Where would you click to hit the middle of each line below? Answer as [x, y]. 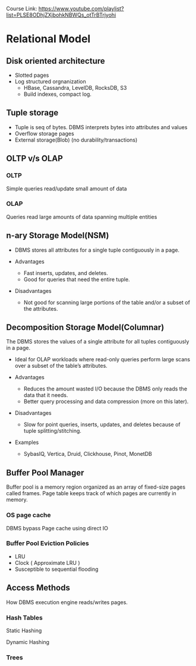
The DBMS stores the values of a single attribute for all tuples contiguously [98, 342]
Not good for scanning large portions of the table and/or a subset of [107, 302]
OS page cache [29, 515]
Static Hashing [24, 630]
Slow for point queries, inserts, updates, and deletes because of [102, 424]
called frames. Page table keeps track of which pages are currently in [91, 493]
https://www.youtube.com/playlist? [81, 9]
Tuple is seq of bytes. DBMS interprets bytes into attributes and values [101, 127]
